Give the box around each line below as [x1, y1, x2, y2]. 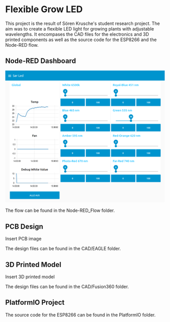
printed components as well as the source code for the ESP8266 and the [5, 37, 157, 43]
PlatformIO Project [5, 298, 65, 307]
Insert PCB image [5, 236, 42, 242]
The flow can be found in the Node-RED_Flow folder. [5, 207, 115, 214]
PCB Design [5, 222, 44, 231]
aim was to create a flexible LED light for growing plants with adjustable [5, 25, 154, 31]
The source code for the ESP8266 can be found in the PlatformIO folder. [5, 311, 156, 318]
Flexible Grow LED [5, 4, 83, 15]
